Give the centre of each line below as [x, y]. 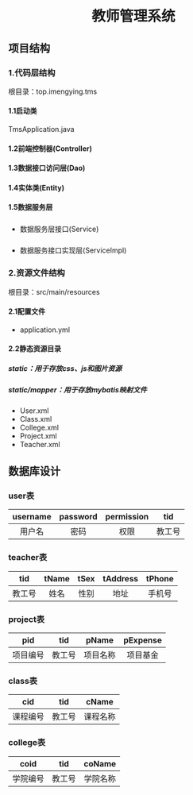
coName [100, 763]
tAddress [121, 578]
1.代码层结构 [32, 72]
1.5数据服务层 [31, 207]
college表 [27, 743]
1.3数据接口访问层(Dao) [47, 168]
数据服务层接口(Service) [59, 229]
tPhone [160, 578]
